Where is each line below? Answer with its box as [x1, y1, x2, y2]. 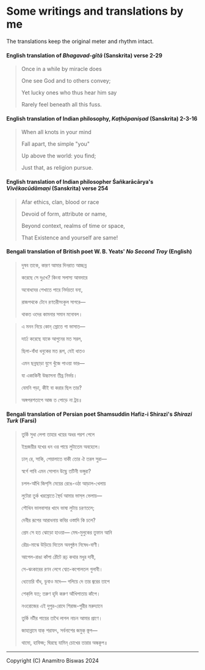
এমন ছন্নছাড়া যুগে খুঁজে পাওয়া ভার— [21, 359, 85, 367]
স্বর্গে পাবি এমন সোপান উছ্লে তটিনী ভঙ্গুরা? [21, 467, 92, 475]
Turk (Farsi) [6, 417, 37, 424]
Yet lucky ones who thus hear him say [21, 89, 117, 96]
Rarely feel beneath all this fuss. [21, 101, 102, 108]
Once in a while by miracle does [21, 66, 102, 73]
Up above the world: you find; [21, 152, 96, 160]
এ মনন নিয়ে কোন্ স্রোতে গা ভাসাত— [21, 323, 85, 330]
